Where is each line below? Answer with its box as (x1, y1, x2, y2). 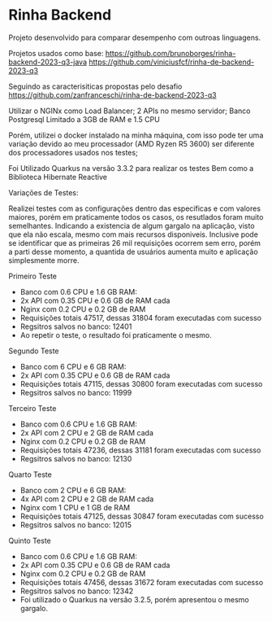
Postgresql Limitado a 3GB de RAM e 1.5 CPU (8, 114, 160, 124)
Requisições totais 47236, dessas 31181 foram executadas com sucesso (19, 445, 261, 455)
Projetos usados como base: (8, 48, 104, 58)
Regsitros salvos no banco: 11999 (19, 387, 132, 397)
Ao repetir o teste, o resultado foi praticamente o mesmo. (19, 330, 213, 339)
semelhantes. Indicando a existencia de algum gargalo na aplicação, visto (8, 221, 255, 230)
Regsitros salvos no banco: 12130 (19, 453, 132, 463)
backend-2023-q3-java (8, 57, 88, 67)
